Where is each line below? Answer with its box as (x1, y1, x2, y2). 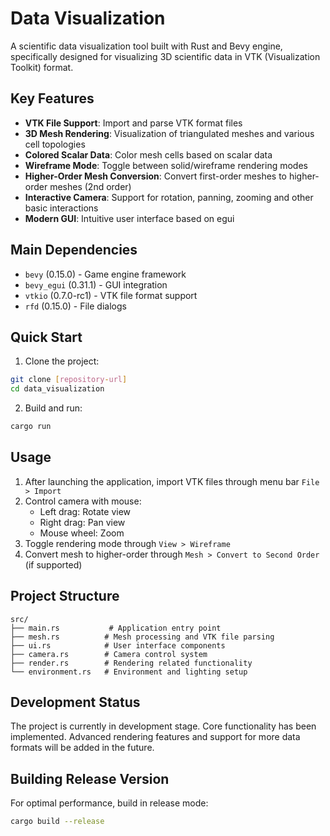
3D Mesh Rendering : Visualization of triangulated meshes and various (24, 127, 315, 139)
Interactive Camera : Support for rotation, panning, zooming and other (24, 191, 314, 203)
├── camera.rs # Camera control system (10, 649, 208, 659)
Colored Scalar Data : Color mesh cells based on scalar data (24, 148, 273, 161)
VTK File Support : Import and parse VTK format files (24, 117, 243, 129)
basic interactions (24, 202, 99, 214)
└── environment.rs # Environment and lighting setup (10, 667, 248, 677)
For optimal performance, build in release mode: (10, 797, 209, 809)
